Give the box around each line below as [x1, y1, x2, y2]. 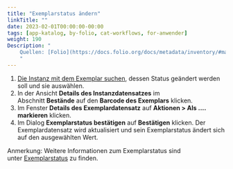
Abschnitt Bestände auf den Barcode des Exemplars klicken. [17, 96, 193, 105]
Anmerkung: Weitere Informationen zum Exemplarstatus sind [7, 146, 182, 154]
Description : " [7, 42, 51, 49]
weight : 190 [7, 36, 42, 43]
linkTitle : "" [7, 17, 49, 24]
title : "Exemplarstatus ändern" [7, 10, 101, 17]
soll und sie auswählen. [17, 81, 85, 90]
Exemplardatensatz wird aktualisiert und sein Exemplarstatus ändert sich [17, 125, 225, 134]
